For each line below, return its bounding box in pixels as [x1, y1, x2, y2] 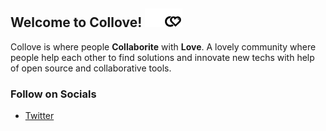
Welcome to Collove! [10, 14, 143, 31]
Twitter [24, 110, 55, 122]
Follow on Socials [10, 87, 97, 101]
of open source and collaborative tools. [10, 62, 172, 74]
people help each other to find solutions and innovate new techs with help [10, 51, 315, 63]
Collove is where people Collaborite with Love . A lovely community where [10, 40, 317, 53]
